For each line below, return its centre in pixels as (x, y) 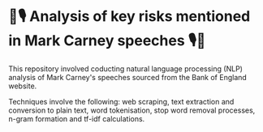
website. (23, 86)
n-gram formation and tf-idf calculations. (77, 118)
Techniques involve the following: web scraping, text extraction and (121, 101)
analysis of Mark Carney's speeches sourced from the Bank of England (128, 77)
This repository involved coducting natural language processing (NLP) (126, 68)
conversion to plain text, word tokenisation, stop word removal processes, (132, 110)
